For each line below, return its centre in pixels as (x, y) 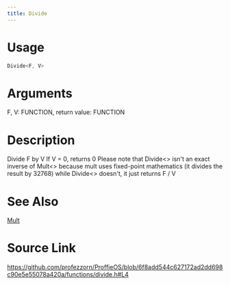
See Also (33, 202)
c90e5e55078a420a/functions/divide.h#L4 (68, 275)
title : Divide (27, 13)
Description (41, 140)
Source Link (42, 248)
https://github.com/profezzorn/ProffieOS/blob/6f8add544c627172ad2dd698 (115, 267)
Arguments (40, 93)
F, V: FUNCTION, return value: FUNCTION (66, 112)
